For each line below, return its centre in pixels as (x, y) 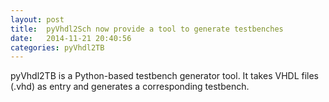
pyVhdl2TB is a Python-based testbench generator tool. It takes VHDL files (165, 76)
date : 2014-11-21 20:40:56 (71, 38)
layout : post (37, 19)
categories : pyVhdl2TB (57, 47)
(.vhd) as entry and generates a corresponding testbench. (130, 87)
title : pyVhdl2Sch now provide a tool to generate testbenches (147, 29)
